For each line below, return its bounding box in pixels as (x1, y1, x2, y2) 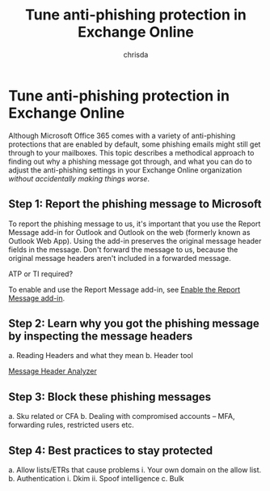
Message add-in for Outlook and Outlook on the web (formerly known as (8, 227, 251, 237)
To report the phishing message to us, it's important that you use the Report (8, 219, 261, 228)
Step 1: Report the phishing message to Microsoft (8, 197, 262, 211)
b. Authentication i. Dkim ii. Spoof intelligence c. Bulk (8, 473, 184, 483)
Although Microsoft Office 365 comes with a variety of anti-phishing (8, 130, 236, 140)
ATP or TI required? (8, 269, 74, 279)
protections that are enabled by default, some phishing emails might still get (8, 139, 261, 149)
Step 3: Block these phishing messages (8, 390, 212, 403)
